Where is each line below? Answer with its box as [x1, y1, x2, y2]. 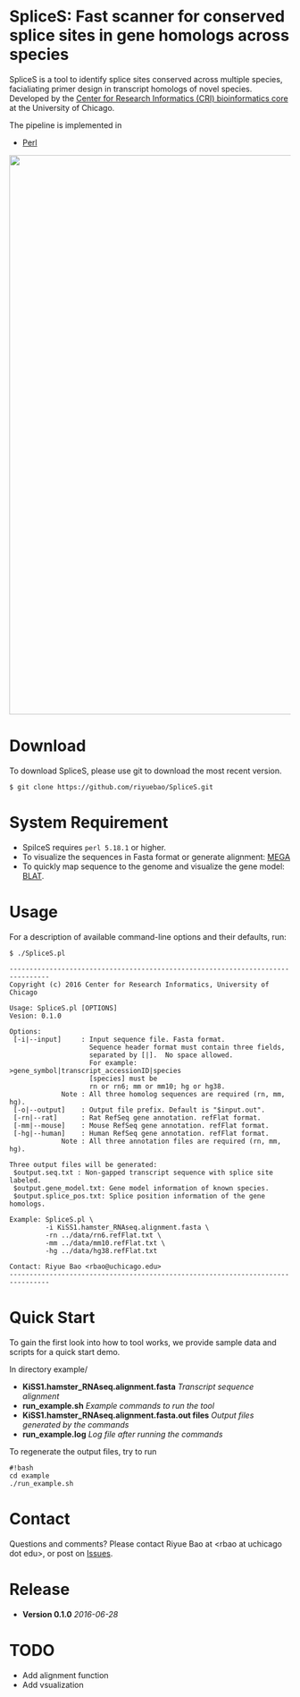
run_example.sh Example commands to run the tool [21, 1400, 215, 1411]
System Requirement [9, 813, 169, 833]
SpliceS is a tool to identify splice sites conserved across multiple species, [9, 73, 283, 84]
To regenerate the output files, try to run [9, 1445, 157, 1456]
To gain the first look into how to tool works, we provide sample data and [9, 1336, 277, 1348]
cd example [9, 1471, 50, 1480]
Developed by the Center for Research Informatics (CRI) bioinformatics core [9, 92, 288, 104]
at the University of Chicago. [9, 102, 115, 113]
